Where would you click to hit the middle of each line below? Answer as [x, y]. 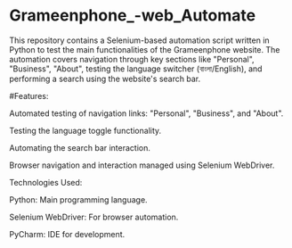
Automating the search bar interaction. [80, 147]
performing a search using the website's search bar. [105, 79]
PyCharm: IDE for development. [67, 234]
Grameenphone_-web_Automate [133, 16]
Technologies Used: [46, 182]
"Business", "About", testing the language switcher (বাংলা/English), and [136, 69]
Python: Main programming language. [79, 199]
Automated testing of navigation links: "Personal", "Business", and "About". [146, 113]
